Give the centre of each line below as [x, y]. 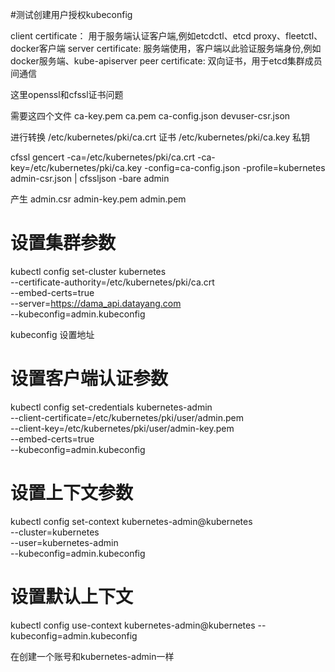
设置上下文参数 [72, 493]
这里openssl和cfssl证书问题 [67, 94]
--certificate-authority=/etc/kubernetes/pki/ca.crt [112, 282]
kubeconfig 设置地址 [52, 334]
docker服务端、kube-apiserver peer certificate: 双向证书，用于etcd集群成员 [166, 61]
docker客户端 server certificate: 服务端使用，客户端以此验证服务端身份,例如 [166, 48]
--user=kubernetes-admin [64, 542]
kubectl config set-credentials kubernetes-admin [111, 407]
